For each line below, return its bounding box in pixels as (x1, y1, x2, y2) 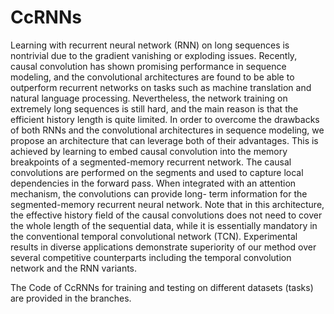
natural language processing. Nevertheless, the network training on (10, 92, 288, 104)
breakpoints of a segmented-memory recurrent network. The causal (10, 156, 292, 168)
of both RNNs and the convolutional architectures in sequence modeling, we (10, 124, 325, 136)
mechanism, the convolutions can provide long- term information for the (10, 187, 308, 200)
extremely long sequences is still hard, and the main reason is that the (10, 102, 299, 115)
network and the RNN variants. (10, 262, 138, 274)
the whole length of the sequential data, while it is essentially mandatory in (10, 219, 318, 231)
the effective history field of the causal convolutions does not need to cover (10, 209, 323, 221)
